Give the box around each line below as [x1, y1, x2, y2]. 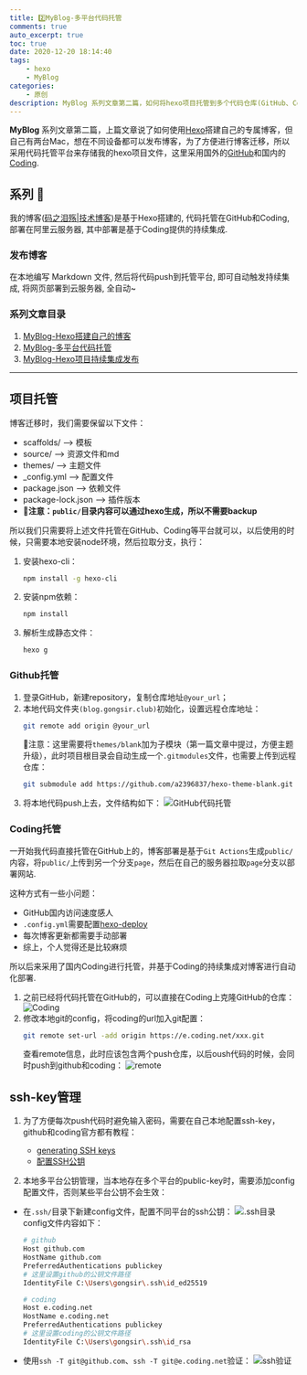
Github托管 [9, 669, 59, 682]
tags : [9, 56, 30, 65]
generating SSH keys [36, 1145, 116, 1156]
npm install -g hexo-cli [22, 573, 118, 583]
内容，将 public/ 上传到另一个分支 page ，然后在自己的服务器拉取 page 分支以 [9, 857, 288, 868]
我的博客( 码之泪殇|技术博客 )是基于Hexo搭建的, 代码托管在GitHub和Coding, [9, 212, 290, 224]
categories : [9, 81, 55, 91]
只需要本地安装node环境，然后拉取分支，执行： [25, 536, 206, 547]
